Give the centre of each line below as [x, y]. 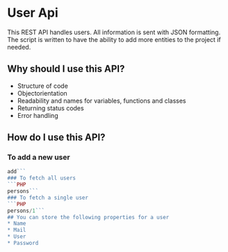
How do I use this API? [56, 138]
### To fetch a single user [48, 198]
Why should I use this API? [66, 69]
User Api [33, 13]
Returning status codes [51, 108]
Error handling [38, 115]
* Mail [17, 230]
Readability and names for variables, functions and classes [101, 101]
